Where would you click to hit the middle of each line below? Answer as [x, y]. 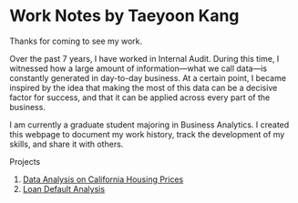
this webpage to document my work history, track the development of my [147, 134]
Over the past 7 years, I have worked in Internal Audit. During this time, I [144, 58]
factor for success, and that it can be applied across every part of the [140, 97]
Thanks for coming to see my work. [76, 41]
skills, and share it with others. [67, 144]
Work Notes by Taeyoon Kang [124, 16]
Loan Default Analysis [64, 188]
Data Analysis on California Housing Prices [103, 179]
